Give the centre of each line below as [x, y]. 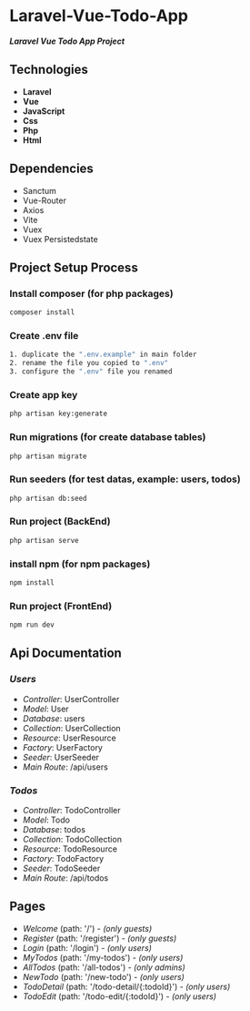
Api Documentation [66, 654]
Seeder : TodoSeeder [61, 868]
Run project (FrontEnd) [61, 606]
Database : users [54, 718]
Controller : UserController [71, 699]
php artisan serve [44, 540]
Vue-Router [44, 200]
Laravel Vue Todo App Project [67, 41]
